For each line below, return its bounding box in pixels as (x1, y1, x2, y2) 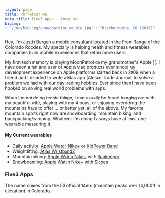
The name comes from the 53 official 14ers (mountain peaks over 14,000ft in (5, 182, 160, 188)
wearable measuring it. (5, 121, 52, 127)
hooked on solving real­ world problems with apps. (5, 85, 107, 91)
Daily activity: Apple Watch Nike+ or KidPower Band (12, 143, 118, 149)
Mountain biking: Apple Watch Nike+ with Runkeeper (12, 154, 120, 160)
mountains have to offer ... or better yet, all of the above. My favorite (5, 105, 144, 111)
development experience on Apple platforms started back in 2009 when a (5, 69, 155, 75)
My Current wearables (5, 132, 52, 138)
